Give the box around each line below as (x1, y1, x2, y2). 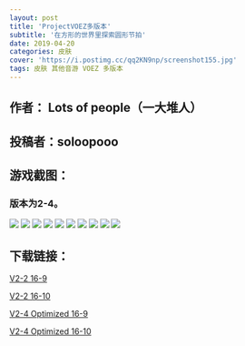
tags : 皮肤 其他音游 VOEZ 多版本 (9, 65, 124, 74)
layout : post (9, 13, 59, 23)
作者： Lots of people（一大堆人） (9, 100, 202, 116)
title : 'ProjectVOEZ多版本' (9, 22, 112, 31)
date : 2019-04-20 (9, 38, 75, 48)
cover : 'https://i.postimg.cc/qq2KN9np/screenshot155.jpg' (9, 56, 238, 65)
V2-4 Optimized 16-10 (9, 326, 93, 337)
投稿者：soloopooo (9, 134, 119, 149)
